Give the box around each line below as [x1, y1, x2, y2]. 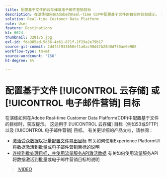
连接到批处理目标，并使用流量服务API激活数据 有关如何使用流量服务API [12, 150, 159, 156]
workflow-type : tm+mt [5, 49, 50, 54]
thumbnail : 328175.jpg [5, 35, 52, 40]
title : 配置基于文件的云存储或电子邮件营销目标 [5, 7, 91, 12]
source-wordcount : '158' [5, 53, 57, 59]
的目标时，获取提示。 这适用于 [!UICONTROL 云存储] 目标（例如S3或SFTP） [5, 121, 162, 127]
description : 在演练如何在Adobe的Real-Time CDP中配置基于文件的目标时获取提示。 [5, 12, 160, 17]
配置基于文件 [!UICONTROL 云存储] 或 [5, 85, 160, 97]
